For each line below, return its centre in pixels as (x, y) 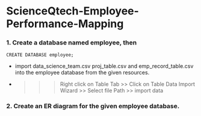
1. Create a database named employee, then (72, 43)
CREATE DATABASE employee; (40, 55)
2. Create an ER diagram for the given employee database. (93, 106)
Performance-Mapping (65, 24)
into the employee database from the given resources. (82, 73)
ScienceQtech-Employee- (73, 11)
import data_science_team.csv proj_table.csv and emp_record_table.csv (104, 66)
